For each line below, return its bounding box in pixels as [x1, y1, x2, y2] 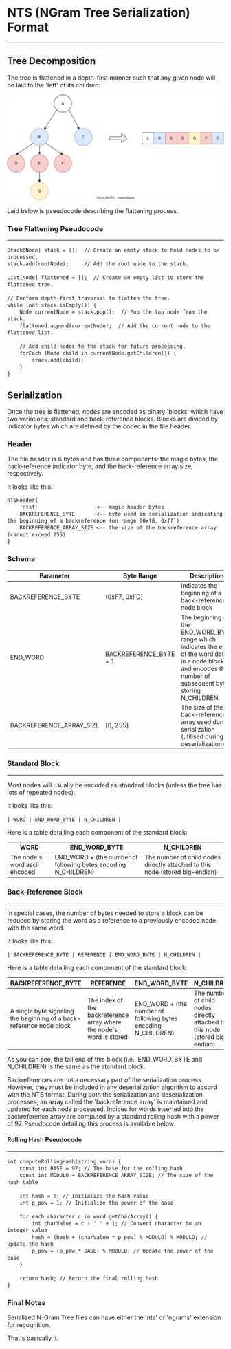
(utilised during [181, 732, 224, 741]
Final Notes [7, 1297, 46, 1307]
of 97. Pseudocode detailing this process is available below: [7, 1119, 177, 1128]
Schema [7, 554, 36, 564]
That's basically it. [7, 1334, 59, 1342]
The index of [87, 996, 124, 1005]
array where [87, 1018, 122, 1026]
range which [181, 635, 217, 644]
